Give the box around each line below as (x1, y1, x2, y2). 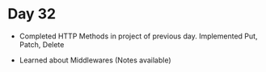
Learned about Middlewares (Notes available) (19, 55, 171, 65)
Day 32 (7, 5, 57, 23)
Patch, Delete (19, 39, 65, 49)
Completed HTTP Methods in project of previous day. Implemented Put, (19, 31, 258, 41)
